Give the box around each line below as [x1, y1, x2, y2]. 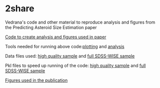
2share [5, 3, 34, 14]
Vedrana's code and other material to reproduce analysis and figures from [5, 19, 156, 25]
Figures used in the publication [5, 77, 68, 83]
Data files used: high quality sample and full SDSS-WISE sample [5, 53, 135, 59]
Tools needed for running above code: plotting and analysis [5, 43, 125, 49]
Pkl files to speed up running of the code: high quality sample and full [5, 62, 146, 68]
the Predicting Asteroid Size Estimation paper [5, 24, 97, 30]
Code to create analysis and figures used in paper [5, 34, 107, 40]
